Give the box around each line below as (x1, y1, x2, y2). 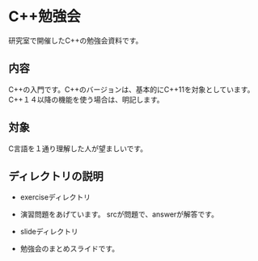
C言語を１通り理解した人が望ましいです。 (8, 143, 148, 154)
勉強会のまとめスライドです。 (19, 244, 120, 254)
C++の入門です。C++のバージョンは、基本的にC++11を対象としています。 (8, 84, 255, 94)
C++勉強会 (8, 7, 81, 26)
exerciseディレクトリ (19, 192, 91, 202)
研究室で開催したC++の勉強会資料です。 (8, 36, 143, 45)
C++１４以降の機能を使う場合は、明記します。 (8, 95, 164, 104)
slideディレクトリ (19, 227, 78, 237)
